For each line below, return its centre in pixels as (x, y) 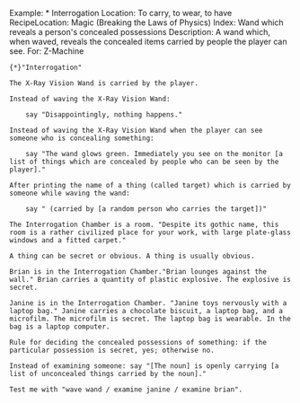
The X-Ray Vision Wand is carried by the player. (104, 83)
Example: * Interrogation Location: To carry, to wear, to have (121, 13)
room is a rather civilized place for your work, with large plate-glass (150, 232)
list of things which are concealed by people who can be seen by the (144, 162)
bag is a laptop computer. (60, 327)
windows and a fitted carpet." (68, 241)
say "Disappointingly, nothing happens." (104, 115)
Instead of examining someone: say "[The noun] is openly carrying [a (144, 366)
